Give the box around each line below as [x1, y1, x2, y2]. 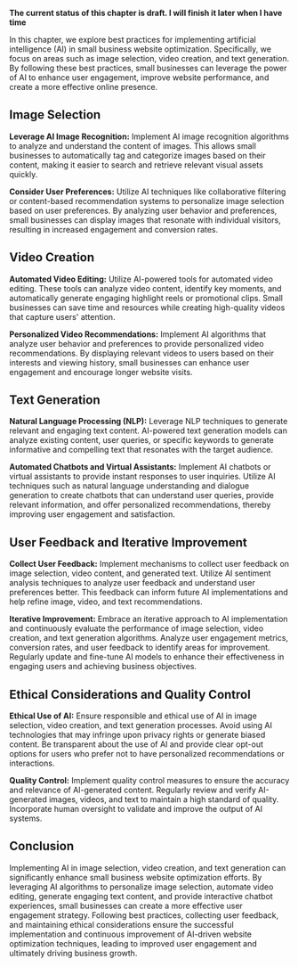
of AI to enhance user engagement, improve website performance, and [9, 72, 270, 83]
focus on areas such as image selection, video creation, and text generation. [9, 53, 290, 63]
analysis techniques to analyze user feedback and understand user [9, 578, 255, 588]
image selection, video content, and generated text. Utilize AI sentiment [9, 568, 271, 578]
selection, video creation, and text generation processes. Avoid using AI [9, 720, 273, 731]
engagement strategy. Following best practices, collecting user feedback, [9, 909, 278, 921]
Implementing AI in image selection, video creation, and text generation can [9, 862, 286, 873]
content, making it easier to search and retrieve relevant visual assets [9, 160, 264, 170]
